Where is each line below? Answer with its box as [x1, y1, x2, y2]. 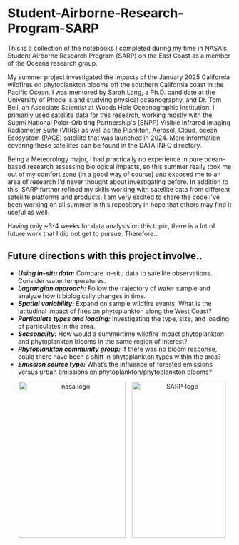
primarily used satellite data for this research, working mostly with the [7, 111, 213, 119]
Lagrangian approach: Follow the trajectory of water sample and [17, 284, 210, 292]
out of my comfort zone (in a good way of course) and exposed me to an [7, 170, 221, 178]
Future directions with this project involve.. [7, 250, 203, 262]
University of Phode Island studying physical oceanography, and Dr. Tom [7, 95, 222, 104]
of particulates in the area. [17, 322, 96, 330]
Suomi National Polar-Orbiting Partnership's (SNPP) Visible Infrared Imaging [7, 118, 230, 126]
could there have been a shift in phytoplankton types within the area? [17, 352, 221, 361]
